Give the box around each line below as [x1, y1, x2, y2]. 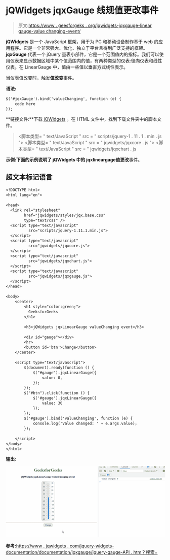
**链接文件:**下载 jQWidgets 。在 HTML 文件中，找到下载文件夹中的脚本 [6, 116, 157, 122]
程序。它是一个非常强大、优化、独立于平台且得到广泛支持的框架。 [10, 45, 148, 51]
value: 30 [41, 401, 63, 406]
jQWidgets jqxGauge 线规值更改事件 [6, 5, 159, 16]
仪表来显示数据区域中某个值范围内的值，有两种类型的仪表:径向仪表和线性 [10, 57, 162, 63]
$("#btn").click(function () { [24, 390, 90, 396]
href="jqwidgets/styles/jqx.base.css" [24, 213, 106, 218]
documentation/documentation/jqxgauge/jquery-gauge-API [6, 549, 130, 555]
